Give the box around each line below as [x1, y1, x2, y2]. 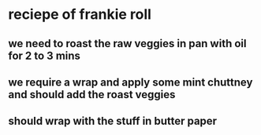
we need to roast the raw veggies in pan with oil [8, 37, 247, 50]
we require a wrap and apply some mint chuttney [8, 75, 253, 89]
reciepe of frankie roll [8, 5, 152, 24]
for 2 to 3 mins [8, 49, 81, 62]
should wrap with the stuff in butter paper [8, 115, 218, 128]
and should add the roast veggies [8, 88, 176, 101]
